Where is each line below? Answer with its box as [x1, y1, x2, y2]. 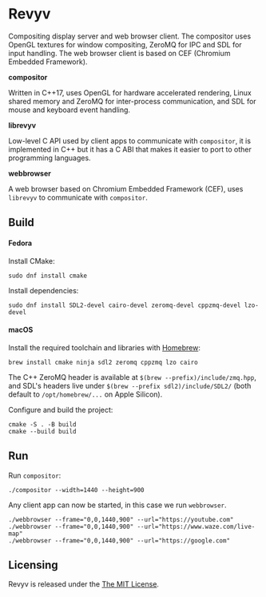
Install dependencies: [8, 285, 79, 295]
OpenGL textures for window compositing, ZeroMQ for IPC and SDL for [8, 39, 242, 49]
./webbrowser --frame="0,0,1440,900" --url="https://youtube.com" [8, 515, 234, 523]
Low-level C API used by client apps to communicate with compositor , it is [8, 135, 252, 145]
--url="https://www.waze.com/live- [137, 522, 256, 530]
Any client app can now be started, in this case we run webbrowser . [8, 500, 227, 510]
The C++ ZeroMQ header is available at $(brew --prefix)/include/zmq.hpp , [8, 372, 257, 381]
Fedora [8, 238, 33, 248]
